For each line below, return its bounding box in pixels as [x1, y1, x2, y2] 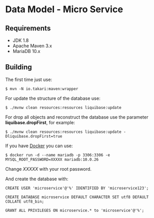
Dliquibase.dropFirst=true [5, 133, 63, 139]
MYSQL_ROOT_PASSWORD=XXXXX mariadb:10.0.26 [5, 157, 99, 162]
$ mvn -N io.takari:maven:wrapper [5, 86, 79, 91]
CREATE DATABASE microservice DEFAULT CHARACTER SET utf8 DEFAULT [5, 195, 149, 200]
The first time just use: [5, 76, 52, 83]
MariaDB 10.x [12, 48, 41, 54]
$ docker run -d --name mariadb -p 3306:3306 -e [5, 152, 110, 157]
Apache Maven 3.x [12, 43, 52, 49]
